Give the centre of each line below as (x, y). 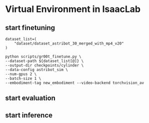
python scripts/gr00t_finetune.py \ (43, 56)
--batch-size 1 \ (23, 78)
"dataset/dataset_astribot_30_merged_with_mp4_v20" (69, 43)
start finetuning (30, 28)
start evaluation (30, 98)
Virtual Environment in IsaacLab (73, 9)
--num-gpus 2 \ (21, 74)
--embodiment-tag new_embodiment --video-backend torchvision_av (74, 83)
